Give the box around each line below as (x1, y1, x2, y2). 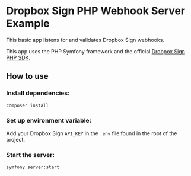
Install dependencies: (6, 89, 70, 97)
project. (6, 136, 26, 143)
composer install (6, 103, 49, 108)
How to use (6, 71, 49, 81)
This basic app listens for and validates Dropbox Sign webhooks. (6, 36, 165, 43)
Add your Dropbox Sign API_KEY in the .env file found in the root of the (6, 129, 177, 137)
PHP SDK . (6, 54, 31, 61)
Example (6, 17, 50, 30)
